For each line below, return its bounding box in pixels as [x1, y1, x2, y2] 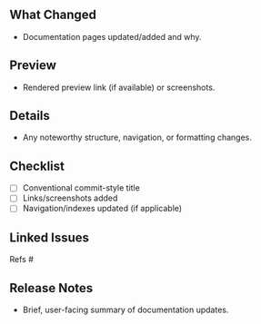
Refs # [9, 254, 35, 265]
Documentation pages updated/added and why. [22, 31, 202, 42]
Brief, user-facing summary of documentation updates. [22, 304, 229, 316]
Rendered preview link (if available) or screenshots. [22, 82, 216, 93]
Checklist [9, 158, 65, 173]
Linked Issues [9, 230, 89, 245]
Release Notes [9, 280, 94, 296]
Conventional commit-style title [22, 182, 141, 193]
